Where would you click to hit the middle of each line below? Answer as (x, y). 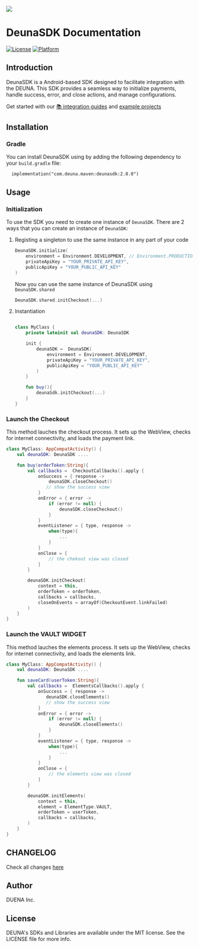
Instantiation (30, 312)
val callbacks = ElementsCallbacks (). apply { (86, 686)
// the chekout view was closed (88, 559)
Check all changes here (35, 867)
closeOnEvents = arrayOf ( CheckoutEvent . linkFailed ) (103, 602)
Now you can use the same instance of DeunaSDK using (84, 284)
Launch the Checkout (38, 419)
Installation (27, 127)
